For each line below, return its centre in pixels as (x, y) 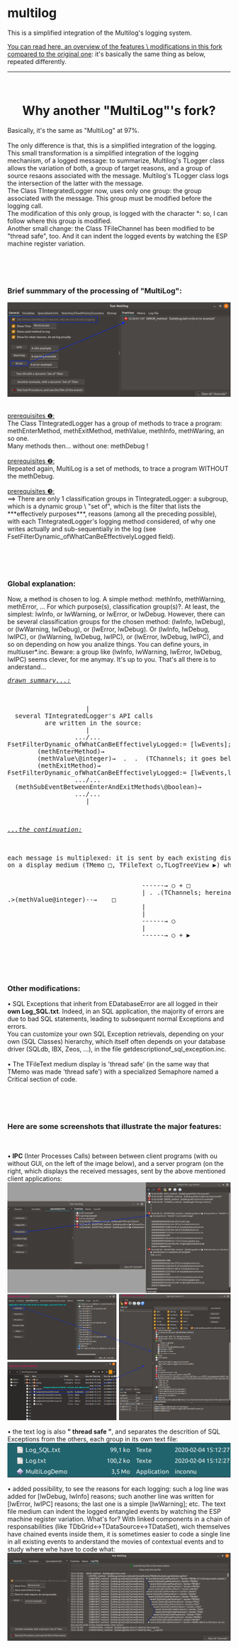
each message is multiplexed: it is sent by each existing (112, 858)
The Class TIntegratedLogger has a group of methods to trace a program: (115, 423)
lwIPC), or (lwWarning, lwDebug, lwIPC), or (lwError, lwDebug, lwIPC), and (116, 637)
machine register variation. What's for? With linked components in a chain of (119, 1519)
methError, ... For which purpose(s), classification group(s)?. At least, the (113, 607)
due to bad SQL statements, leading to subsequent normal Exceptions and (116, 1019)
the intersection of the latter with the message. (75, 183)
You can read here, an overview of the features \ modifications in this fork (115, 46)
